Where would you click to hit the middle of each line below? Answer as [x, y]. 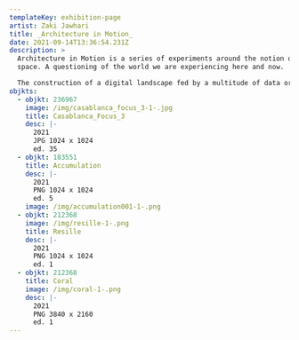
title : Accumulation [63, 165]
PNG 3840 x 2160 [63, 314]
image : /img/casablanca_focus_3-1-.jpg [99, 107]
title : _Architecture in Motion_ [71, 34]
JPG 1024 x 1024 [63, 141]
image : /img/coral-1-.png [73, 289]
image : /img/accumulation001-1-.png [93, 207]
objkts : [24, 91]
